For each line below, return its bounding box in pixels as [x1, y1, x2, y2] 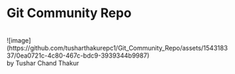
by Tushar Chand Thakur [6, 58, 80, 67]
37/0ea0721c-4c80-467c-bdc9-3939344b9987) [6, 51, 150, 60]
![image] [6, 36, 31, 44]
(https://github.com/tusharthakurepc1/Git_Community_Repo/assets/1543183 [6, 43, 228, 52]
